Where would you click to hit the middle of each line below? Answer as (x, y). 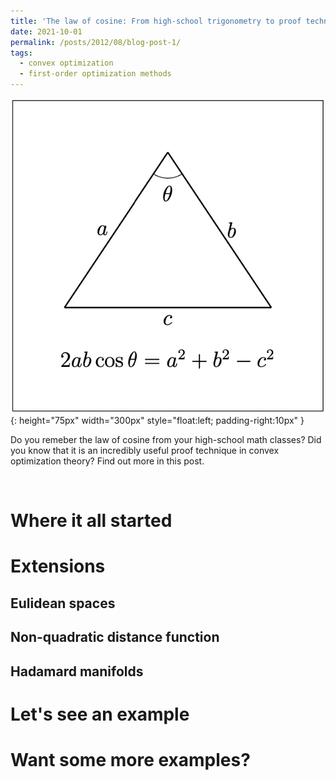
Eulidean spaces (63, 603)
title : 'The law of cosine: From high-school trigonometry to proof (156, 21)
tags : (21, 53)
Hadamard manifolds (77, 671)
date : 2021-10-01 (46, 31)
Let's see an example (100, 714)
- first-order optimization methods (95, 74)
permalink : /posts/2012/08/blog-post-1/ (96, 42)
